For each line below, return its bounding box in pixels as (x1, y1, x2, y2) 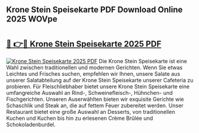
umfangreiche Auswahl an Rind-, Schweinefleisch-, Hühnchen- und (6, 89, 173, 96)
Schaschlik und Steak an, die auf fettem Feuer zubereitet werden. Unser (6, 102, 184, 109)
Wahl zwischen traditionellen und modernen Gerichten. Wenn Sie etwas (6, 64, 183, 71)
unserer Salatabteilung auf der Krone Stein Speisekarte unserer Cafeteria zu (6, 77, 194, 83)
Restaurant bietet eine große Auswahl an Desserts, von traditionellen (6, 109, 175, 115)
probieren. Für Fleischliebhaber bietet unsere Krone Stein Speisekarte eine (6, 83, 190, 90)
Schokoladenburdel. (6, 121, 56, 128)
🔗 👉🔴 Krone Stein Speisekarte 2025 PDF (6, 39, 161, 49)
